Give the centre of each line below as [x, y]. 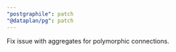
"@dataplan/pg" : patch [40, 21]
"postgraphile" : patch [40, 14]
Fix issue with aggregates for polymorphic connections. [88, 41]
